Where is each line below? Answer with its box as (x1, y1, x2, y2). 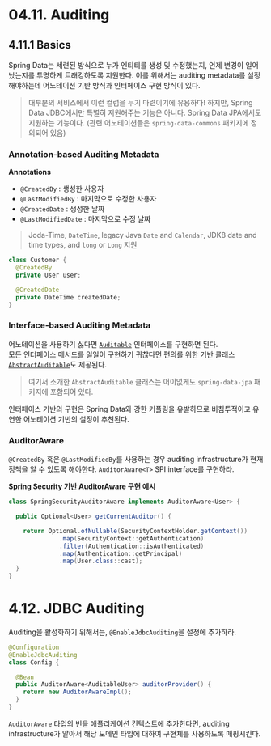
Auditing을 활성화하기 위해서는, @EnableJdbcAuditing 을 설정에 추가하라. (8, 627, 237, 637)
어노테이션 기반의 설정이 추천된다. (23, 414, 129, 424)
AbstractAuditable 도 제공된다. (8, 359, 108, 369)
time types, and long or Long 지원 (28, 240, 138, 250)
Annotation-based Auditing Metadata (8, 148, 159, 159)
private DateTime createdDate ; (15, 293, 121, 301)
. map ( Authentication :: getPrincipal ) (59, 549, 183, 557)
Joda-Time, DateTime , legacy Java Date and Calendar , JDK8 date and (28, 231, 257, 240)
